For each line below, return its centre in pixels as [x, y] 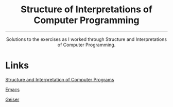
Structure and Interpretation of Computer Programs [60, 79]
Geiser [12, 99]
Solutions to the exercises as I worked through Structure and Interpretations [86, 39]
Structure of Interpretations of [86, 9]
